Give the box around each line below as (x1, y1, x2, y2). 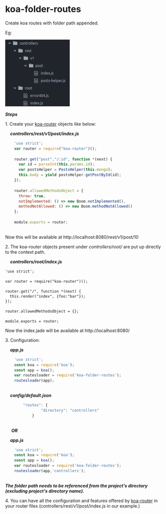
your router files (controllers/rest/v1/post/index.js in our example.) (5, 503, 141, 509)
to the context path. (5, 249, 46, 255)
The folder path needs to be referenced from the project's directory (5, 483, 148, 489)
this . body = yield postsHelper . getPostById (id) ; (18, 172, 122, 177)
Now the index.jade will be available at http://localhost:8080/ (5, 328, 130, 334)
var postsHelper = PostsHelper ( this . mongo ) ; (18, 167, 113, 172)
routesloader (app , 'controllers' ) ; (14, 469, 86, 474)
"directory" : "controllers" (40, 408, 99, 413)
